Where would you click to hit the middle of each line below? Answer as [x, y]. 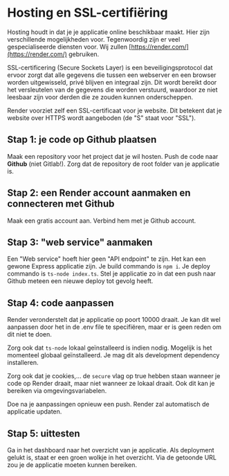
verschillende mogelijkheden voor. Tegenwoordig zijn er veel [94, 39]
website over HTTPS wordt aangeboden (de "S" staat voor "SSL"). [101, 118]
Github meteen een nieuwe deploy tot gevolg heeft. [80, 281]
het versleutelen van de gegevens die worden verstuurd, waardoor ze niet [112, 90]
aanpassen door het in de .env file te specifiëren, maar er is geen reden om [114, 327]
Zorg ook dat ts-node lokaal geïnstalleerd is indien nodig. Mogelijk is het [110, 348]
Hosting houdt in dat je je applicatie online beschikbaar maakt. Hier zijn [108, 32]
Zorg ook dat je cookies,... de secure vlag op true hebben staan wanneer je [114, 376]
